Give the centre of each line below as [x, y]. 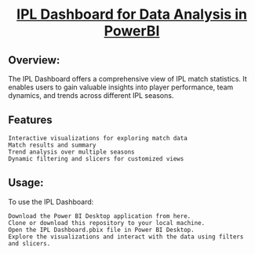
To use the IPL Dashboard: [51, 201]
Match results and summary [52, 145]
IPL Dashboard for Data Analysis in [132, 15]
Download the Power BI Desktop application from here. [100, 216]
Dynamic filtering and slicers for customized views [96, 158]
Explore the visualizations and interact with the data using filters [126, 237]
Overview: [34, 60]
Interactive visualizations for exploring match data [98, 138]
